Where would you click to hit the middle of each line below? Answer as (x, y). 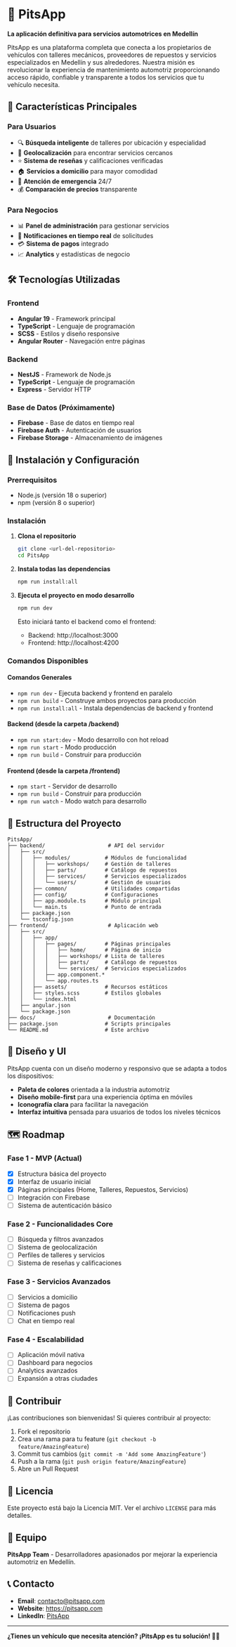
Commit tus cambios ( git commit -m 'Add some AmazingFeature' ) (112, 1454)
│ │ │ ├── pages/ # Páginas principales (89, 944)
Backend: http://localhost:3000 (73, 635)
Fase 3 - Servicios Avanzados (59, 1282)
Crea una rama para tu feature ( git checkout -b (87, 1439)
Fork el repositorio (44, 1431)
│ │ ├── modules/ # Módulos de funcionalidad (97, 858)
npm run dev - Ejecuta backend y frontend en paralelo (95, 693)
